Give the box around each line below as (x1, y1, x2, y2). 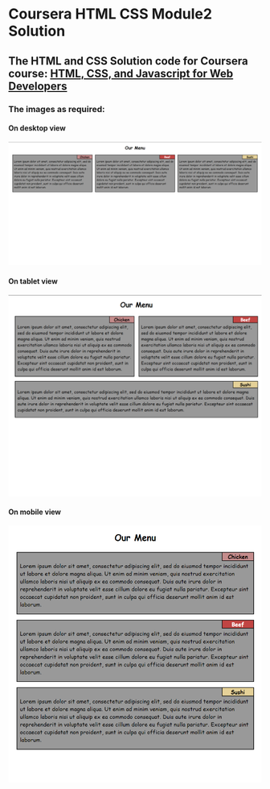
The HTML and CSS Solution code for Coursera (8, 54, 248, 68)
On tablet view (8, 276, 58, 286)
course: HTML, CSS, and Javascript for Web (8, 66, 234, 81)
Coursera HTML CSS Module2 (8, 5, 213, 23)
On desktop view (8, 123, 66, 133)
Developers (8, 79, 67, 93)
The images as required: (8, 103, 105, 114)
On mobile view (8, 507, 62, 517)
